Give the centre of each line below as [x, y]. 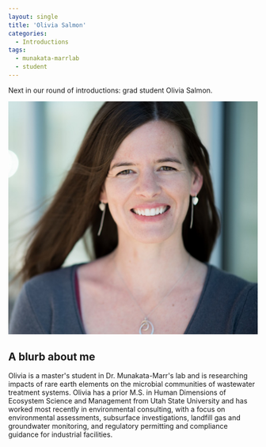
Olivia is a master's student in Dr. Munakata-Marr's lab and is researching [128, 376]
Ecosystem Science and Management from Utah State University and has [128, 401]
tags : [17, 50]
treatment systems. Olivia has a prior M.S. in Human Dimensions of [118, 392]
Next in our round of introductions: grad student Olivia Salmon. [110, 90]
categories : [28, 33]
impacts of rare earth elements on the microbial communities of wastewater [132, 384]
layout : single [33, 17]
